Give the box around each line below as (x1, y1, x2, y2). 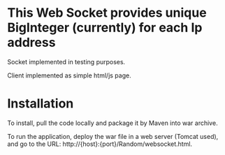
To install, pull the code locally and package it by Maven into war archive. (7, 119, 218, 127)
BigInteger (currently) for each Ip (7, 20, 203, 36)
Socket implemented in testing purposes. (7, 57, 126, 66)
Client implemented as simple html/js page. (7, 71, 131, 80)
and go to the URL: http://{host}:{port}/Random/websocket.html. (7, 140, 193, 148)
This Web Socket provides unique (7, 5, 208, 21)
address (7, 35, 56, 50)
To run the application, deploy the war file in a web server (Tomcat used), (7, 132, 219, 140)
